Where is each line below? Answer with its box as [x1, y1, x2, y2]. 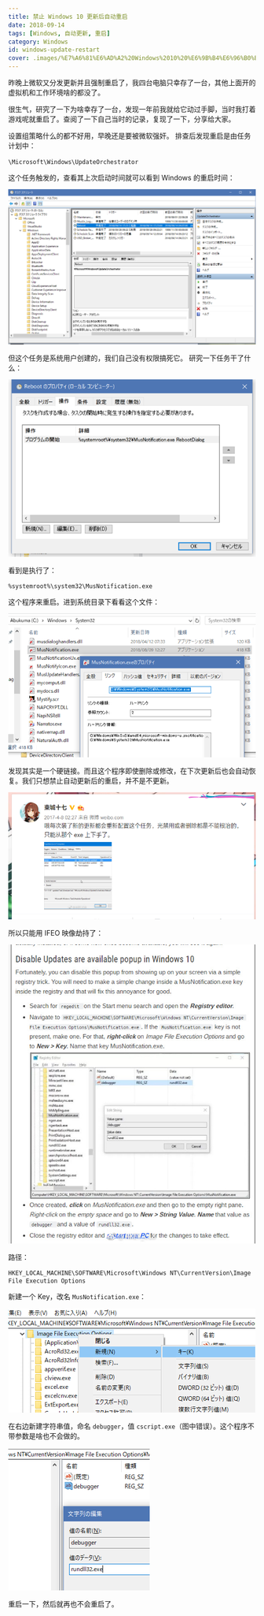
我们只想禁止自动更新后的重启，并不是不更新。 [21, 776, 174, 786]
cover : [8, 54, 30, 62]
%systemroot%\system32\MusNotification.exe [8, 583, 153, 590]
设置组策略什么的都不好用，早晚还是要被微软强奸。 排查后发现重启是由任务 [8, 131, 251, 140]
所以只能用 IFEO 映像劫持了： [8, 928, 104, 937]
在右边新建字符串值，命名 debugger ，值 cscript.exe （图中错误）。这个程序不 [8, 1421, 255, 1431]
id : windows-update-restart [8, 46, 101, 54]
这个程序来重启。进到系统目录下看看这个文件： [8, 598, 159, 607]
